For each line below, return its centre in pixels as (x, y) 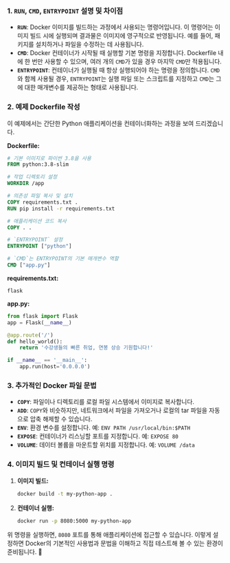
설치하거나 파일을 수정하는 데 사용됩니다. (90, 44)
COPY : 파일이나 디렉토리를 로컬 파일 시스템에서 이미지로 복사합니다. (105, 402)
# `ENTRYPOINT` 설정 (35, 240)
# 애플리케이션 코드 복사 (37, 221)
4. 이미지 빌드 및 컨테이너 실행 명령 (61, 465)
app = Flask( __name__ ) (39, 322)
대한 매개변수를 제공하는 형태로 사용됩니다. (81, 87)
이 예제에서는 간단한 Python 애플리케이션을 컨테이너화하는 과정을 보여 (101, 123)
